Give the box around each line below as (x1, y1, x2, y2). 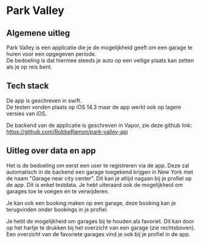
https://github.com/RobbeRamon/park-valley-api (6, 128, 128, 135)
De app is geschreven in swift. (6, 97, 82, 104)
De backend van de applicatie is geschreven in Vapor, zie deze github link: (6, 121, 192, 129)
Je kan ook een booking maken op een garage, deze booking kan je (6, 199, 176, 206)
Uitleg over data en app (6, 146, 96, 156)
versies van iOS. (6, 110, 47, 117)
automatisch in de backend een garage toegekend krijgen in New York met (6, 168, 193, 175)
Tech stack (6, 81, 49, 91)
